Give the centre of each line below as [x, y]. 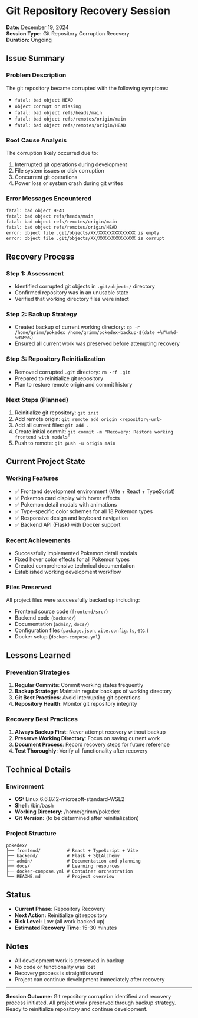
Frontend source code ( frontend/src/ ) [61, 612]
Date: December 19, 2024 [37, 27]
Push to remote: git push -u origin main [65, 443]
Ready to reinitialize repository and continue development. [77, 1009]
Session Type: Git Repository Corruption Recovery [68, 33]
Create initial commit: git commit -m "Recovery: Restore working [94, 432]
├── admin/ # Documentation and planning [74, 861]
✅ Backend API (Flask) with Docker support [67, 524]
